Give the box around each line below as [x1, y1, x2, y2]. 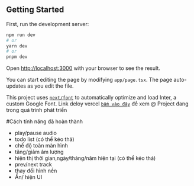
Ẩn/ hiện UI [14, 174, 43, 181]
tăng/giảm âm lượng [14, 148, 64, 156]
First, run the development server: [6, 20, 89, 27]
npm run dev [6, 32, 35, 38]
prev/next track [14, 161, 52, 168]
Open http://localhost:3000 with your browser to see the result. [6, 65, 161, 72]
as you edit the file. [27, 82, 74, 89]
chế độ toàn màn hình [14, 142, 68, 149]
